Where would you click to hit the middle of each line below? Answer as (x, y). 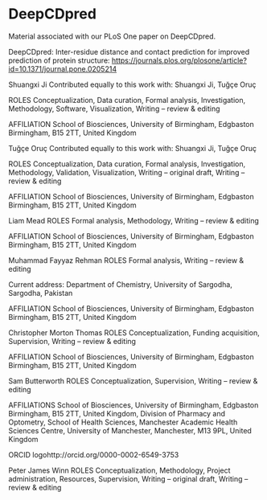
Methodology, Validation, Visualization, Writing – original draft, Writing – (127, 172)
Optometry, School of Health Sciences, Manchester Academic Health (123, 422)
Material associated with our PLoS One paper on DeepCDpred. (112, 36)
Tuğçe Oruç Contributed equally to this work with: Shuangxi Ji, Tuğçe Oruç (133, 148)
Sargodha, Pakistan (41, 293)
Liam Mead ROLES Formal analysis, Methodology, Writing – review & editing (133, 220)
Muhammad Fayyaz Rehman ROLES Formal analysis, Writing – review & (126, 260)
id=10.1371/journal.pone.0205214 (63, 68)
